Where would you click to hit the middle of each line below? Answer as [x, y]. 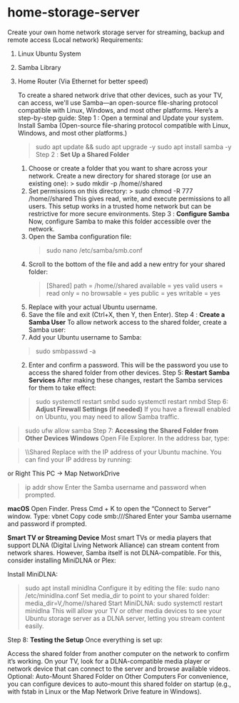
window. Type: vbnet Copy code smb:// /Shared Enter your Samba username [119, 516]
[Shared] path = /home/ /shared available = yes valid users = [134, 285]
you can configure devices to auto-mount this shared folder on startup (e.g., [119, 684]
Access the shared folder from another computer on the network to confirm [118, 653]
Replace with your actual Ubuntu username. [93, 307]
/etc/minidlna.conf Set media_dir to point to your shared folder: [117, 595]
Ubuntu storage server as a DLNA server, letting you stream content [125, 618]
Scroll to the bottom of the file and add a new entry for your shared [127, 264]
